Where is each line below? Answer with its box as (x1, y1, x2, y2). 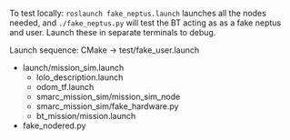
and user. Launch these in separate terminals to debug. (9, 27, 216, 37)
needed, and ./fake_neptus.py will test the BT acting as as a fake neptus (9, 17, 282, 28)
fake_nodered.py (22, 120, 86, 131)
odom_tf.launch (35, 82, 95, 92)
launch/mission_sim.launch (22, 63, 125, 73)
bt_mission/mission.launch (35, 111, 136, 121)
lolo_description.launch (35, 72, 124, 83)
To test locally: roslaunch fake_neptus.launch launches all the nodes (9, 8, 266, 18)
